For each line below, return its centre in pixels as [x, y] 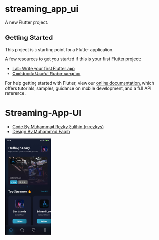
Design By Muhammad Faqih [41, 131]
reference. [15, 93]
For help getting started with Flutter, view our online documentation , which [80, 83]
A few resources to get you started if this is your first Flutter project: [73, 59]
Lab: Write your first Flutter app [44, 68]
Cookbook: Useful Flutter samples [46, 74]
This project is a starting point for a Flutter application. [59, 49]
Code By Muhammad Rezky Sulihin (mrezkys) [58, 126]
